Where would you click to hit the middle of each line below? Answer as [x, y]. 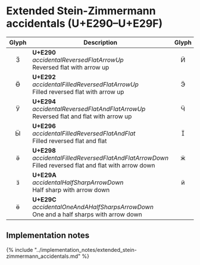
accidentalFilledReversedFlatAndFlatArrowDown [100, 157]
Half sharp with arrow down [71, 190]
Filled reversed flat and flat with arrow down [94, 165]
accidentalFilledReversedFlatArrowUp [85, 84]
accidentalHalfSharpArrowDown [78, 182]
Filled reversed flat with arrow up [78, 92]
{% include [20, 250]
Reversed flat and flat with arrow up [82, 116]
